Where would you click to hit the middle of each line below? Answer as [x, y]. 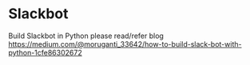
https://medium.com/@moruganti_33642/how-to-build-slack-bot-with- [125, 44]
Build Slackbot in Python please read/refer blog [86, 36]
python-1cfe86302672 [45, 52]
